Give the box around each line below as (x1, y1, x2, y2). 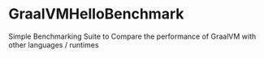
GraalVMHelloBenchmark (8, 5, 184, 23)
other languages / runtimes (8, 39, 99, 49)
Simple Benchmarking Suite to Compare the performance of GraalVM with (8, 31, 257, 41)
